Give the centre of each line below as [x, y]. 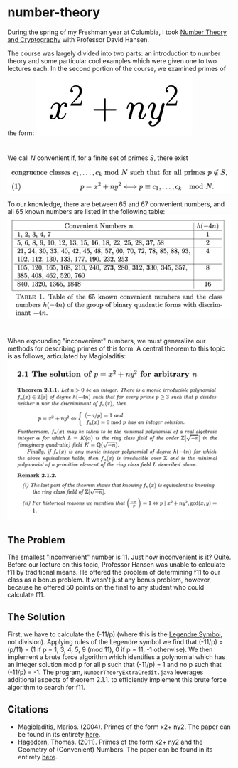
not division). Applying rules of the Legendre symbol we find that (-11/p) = [115, 641]
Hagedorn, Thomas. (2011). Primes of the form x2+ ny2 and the [110, 742]
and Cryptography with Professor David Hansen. [79, 39]
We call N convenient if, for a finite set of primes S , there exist [98, 158]
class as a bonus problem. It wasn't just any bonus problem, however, [109, 580]
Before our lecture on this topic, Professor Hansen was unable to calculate [116, 565]
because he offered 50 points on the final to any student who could [106, 587]
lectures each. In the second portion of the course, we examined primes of [117, 68]
